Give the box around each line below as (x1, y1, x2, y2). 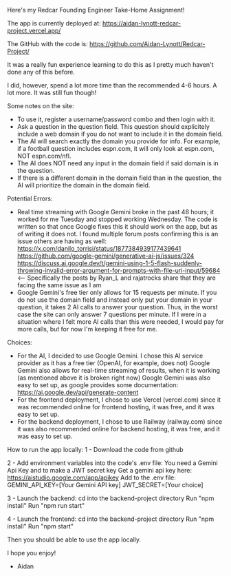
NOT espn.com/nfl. (16, 152, 71, 160)
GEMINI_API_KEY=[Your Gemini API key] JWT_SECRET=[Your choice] (7, 481, 204, 488)
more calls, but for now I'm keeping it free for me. (16, 325, 158, 333)
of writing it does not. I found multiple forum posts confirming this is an (16, 230, 219, 238)
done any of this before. (7, 68, 76, 76)
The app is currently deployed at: (7, 19, 101, 27)
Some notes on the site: (7, 102, 74, 110)
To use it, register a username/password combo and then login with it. (16, 115, 216, 123)
